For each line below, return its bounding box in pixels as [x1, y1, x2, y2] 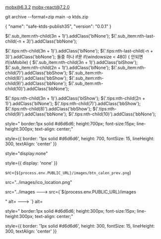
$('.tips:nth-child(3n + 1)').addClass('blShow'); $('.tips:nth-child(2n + [5, 95, 145, 101]
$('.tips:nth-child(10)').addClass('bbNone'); [68, 111, 157, 117]
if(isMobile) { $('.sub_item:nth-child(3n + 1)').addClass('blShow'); [5, 60, 138, 65]
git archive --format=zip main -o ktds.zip [5, 14, 89, 19]
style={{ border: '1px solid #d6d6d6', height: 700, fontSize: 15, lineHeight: [5, 136, 155, 141]
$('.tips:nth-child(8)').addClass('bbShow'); [5, 106, 92, 112]
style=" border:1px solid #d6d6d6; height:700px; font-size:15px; [5, 121, 136, 126]
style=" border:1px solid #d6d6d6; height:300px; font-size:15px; [5, 208, 136, 214]
